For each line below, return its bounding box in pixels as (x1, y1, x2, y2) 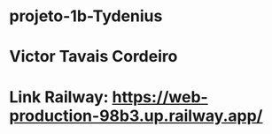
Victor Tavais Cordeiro (9, 47, 178, 67)
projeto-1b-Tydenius (9, 6, 163, 26)
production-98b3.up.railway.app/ (9, 106, 263, 125)
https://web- (112, 86, 208, 107)
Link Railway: (9, 86, 109, 107)
